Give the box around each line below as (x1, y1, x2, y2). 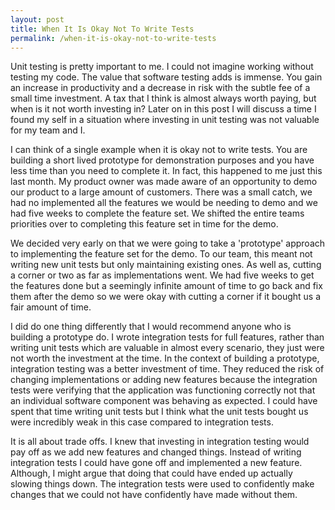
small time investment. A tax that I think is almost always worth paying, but (10, 92, 317, 105)
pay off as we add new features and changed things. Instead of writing (10, 446, 302, 458)
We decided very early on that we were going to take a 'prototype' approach (10, 237, 326, 250)
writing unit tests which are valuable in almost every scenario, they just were (10, 342, 325, 354)
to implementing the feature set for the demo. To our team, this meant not (10, 248, 313, 260)
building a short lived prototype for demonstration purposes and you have (10, 154, 315, 166)
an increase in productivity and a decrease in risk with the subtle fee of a (10, 82, 311, 94)
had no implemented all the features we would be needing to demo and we (10, 197, 318, 209)
